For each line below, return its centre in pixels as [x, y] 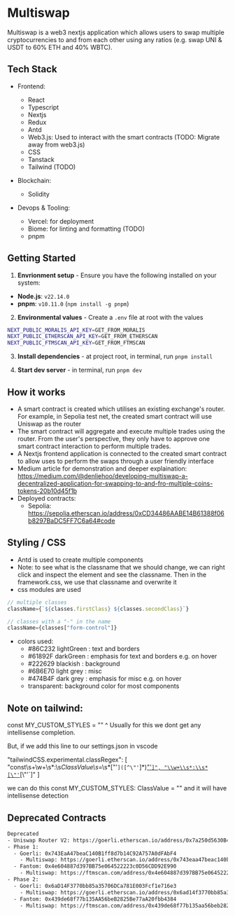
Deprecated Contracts [57, 817]
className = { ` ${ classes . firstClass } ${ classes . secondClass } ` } [98, 609]
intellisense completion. [41, 733]
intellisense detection [38, 796]
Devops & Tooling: [44, 208]
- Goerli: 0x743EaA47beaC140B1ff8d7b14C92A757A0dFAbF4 [95, 854]
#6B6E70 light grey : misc [65, 671]
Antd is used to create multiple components [80, 560]
